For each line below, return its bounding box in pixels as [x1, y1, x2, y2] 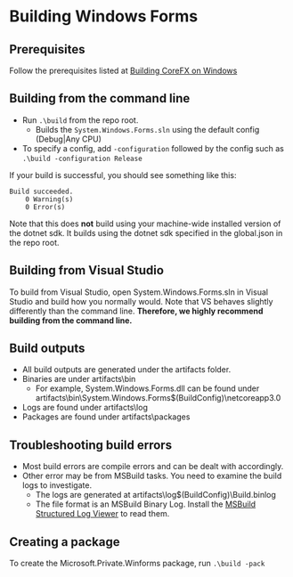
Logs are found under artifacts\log [21, 402, 149, 413]
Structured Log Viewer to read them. [35, 508, 170, 519]
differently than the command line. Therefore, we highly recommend [9, 305, 264, 316]
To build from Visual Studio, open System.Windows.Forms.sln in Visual [9, 287, 269, 297]
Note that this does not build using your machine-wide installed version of [9, 218, 281, 229]
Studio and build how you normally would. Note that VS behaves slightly [9, 296, 273, 306]
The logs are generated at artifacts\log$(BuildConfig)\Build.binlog [35, 490, 276, 500]
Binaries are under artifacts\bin [21, 374, 136, 385]
